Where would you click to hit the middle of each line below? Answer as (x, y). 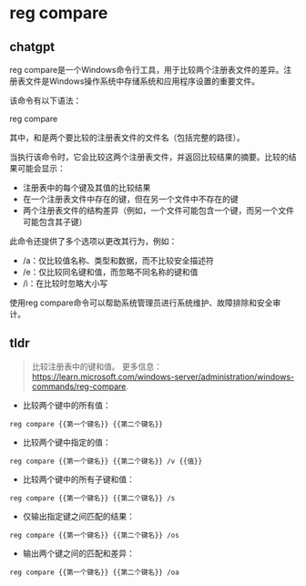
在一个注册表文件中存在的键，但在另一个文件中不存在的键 (130, 199)
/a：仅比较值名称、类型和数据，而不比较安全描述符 (118, 261)
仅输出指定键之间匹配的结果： (78, 516)
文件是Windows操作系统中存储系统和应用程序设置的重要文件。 (143, 81)
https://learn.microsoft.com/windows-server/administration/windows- (163, 376)
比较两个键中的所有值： (66, 405)
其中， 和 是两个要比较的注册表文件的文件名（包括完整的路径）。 (127, 138)
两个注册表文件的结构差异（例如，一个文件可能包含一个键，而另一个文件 (158, 211)
